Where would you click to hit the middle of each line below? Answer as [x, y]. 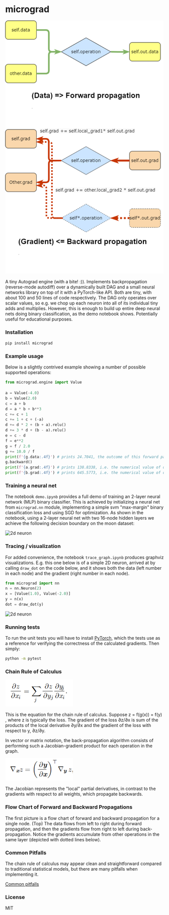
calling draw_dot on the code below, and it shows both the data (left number [83, 568]
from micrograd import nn [32, 583]
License [15, 897]
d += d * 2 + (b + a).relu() [36, 425]
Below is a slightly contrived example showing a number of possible [75, 367]
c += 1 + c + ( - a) [24, 419]
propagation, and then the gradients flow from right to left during [72, 829]
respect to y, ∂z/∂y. [25, 731]
